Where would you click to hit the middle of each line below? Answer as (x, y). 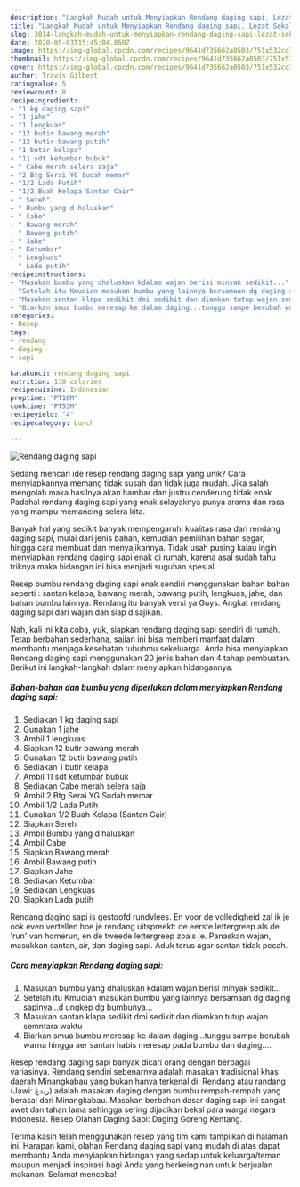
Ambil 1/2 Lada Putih (61, 805)
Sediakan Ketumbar (59, 880)
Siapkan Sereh (49, 823)
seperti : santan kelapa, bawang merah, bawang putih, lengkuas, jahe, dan (146, 593)
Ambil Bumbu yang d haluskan (79, 833)
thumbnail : (30, 59)
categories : (32, 316)
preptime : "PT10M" (44, 398)
